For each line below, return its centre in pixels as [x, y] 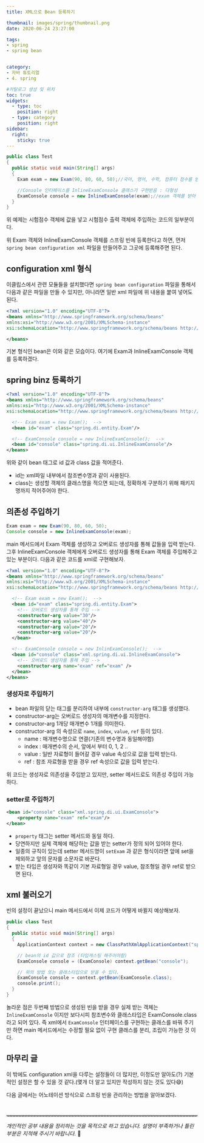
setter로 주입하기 [30, 799]
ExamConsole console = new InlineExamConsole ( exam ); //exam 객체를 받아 [107, 196]
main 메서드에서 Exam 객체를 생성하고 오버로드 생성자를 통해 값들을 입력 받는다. [101, 544]
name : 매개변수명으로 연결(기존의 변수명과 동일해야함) [89, 739]
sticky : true [34, 140]
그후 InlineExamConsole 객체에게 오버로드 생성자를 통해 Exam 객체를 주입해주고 [102, 551]
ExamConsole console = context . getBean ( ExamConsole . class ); [95, 978]
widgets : [17, 101]
